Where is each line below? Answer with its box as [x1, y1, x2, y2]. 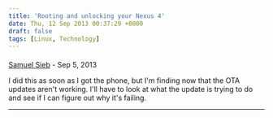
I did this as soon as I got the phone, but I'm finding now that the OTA [8, 75, 240, 85]
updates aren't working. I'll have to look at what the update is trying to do [8, 84, 253, 94]
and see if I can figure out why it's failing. [8, 93, 147, 103]
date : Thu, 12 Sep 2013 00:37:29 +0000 [8, 20, 144, 28]
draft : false [8, 27, 53, 35]
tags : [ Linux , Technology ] [8, 34, 100, 43]
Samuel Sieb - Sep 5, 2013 [8, 59, 97, 69]
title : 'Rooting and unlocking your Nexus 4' [8, 11, 165, 20]
